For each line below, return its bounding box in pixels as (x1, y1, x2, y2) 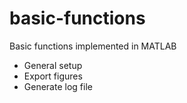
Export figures (23, 70, 83, 82)
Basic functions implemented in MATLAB (9, 40, 177, 52)
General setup (23, 59, 83, 71)
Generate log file (23, 80, 93, 92)
